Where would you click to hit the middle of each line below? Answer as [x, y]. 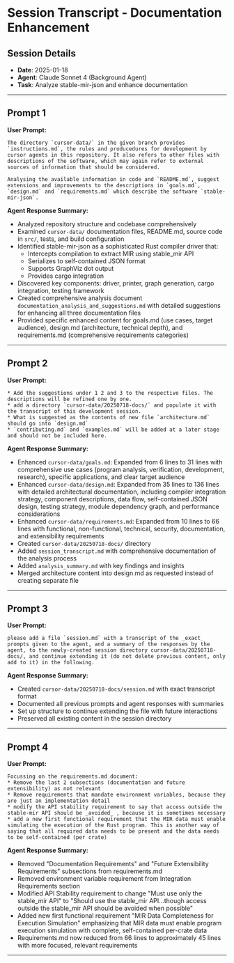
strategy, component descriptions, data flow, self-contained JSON [112, 499]
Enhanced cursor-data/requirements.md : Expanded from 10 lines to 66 [118, 521]
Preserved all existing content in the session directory [94, 719]
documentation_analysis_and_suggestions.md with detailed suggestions [119, 305]
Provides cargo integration [66, 276]
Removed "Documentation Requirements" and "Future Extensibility [113, 864]
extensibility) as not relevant [54, 789]
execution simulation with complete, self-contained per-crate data [112, 930]
